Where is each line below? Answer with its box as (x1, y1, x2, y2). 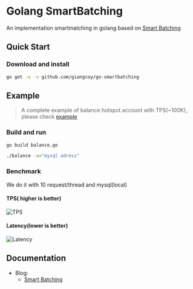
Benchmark (6, 167, 41, 176)
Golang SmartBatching (6, 4, 123, 18)
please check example (21, 113, 77, 121)
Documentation (6, 253, 67, 264)
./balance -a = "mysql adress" (6, 153, 80, 159)
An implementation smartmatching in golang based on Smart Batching (6, 24, 182, 32)
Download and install (6, 60, 70, 68)
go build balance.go (6, 142, 59, 148)
